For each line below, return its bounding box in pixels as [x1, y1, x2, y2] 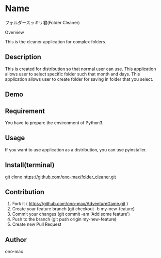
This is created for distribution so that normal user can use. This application [5, 66, 156, 72]
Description [5, 53, 41, 61]
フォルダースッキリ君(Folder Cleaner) [5, 19, 80, 25]
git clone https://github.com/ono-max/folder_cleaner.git [5, 174, 116, 180]
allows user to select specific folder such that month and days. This [5, 71, 140, 77]
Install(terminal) [5, 161, 55, 169]
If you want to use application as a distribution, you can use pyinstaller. [5, 147, 147, 152]
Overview [5, 29, 24, 35]
